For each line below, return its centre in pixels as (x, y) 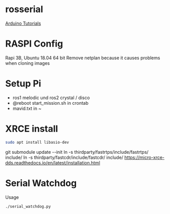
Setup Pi (23, 84)
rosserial (24, 9)
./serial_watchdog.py (28, 206)
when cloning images (27, 63)
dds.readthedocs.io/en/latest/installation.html (53, 162)
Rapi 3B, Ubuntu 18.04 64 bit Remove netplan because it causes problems (83, 58)
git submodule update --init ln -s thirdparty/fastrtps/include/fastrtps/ (77, 152)
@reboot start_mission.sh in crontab (50, 103)
